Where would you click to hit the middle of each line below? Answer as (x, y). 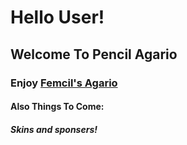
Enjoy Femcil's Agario (64, 83)
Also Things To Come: (57, 107)
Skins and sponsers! (54, 129)
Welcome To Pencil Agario (94, 54)
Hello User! (57, 17)
